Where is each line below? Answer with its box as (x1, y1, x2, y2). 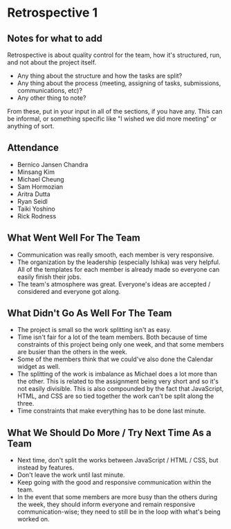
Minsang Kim (17, 168, 55, 176)
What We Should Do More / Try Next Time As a (7, 426, 212, 438)
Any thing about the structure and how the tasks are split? (17, 71, 183, 80)
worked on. (17, 515, 50, 523)
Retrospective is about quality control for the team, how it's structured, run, (7, 51, 221, 59)
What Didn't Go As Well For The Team (7, 307, 172, 320)
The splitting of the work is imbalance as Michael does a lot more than (17, 370, 218, 379)
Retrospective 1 (7, 5, 98, 21)
